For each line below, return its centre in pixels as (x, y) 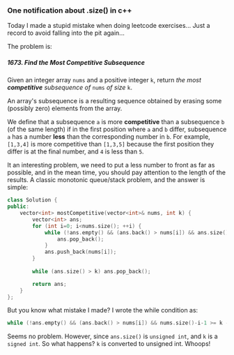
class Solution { (32, 200)
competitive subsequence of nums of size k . (70, 88)
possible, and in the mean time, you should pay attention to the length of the (117, 172)
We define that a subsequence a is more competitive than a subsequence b (116, 122)
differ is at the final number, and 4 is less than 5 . (76, 151)
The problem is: (30, 47)
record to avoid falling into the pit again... (66, 33)
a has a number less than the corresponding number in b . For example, (109, 137)
